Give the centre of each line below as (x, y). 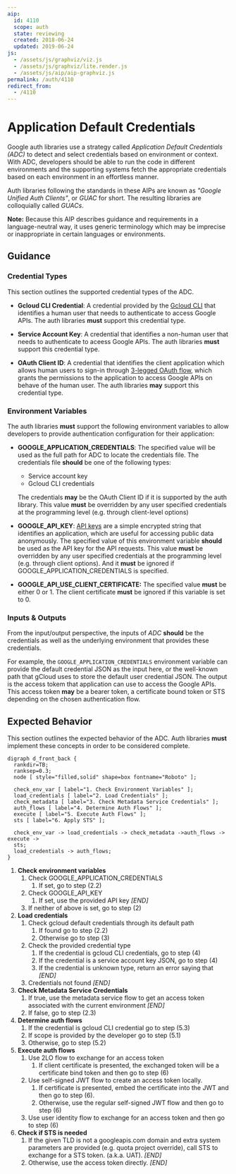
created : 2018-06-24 (44, 40)
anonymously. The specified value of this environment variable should (120, 541)
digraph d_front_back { (42, 759)
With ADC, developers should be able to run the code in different (101, 162)
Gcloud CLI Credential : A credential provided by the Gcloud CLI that (117, 305)
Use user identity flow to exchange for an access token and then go (126, 1118)
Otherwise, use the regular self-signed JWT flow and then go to (131, 1103)
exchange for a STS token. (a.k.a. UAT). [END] (95, 1155)
